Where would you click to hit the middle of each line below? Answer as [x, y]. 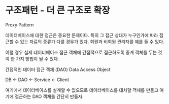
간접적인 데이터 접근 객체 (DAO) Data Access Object [58, 70]
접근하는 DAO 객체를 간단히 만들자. [49, 96]
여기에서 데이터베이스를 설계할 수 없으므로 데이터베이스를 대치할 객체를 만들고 [82, 90]
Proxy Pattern [20, 25]
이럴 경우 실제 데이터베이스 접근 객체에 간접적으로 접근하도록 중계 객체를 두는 [81, 52]
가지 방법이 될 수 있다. [38, 58]
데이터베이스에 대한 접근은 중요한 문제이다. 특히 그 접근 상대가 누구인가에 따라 [82, 35]
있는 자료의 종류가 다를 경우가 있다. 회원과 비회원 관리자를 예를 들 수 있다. [92, 42]
